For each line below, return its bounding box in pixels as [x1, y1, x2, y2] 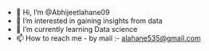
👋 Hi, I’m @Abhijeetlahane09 [15, 8, 110, 17]
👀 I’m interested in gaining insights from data [15, 16, 163, 25]
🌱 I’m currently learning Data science [15, 25, 138, 33]
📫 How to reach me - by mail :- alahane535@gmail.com [15, 33, 201, 43]
